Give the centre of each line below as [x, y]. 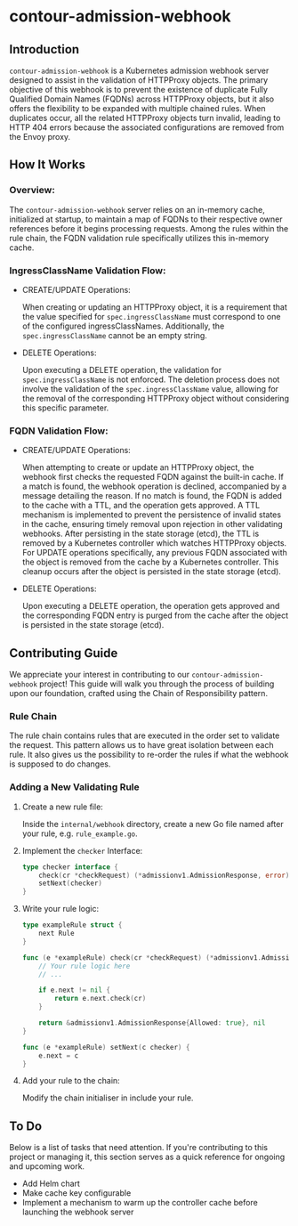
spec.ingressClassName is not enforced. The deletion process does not [151, 379]
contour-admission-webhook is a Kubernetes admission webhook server [139, 70]
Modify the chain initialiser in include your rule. [108, 1098]
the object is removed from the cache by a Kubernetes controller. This [150, 562]
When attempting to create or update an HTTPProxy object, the [138, 467]
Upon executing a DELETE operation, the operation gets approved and [151, 606]
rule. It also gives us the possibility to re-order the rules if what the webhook [149, 755]
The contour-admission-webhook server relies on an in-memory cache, [137, 209]
